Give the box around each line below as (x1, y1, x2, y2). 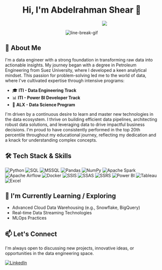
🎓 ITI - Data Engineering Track (12, 87, 77, 93)
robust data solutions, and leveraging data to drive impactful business (5, 122, 145, 127)
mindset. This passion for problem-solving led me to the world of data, (5, 72, 147, 78)
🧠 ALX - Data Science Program (12, 102, 75, 107)
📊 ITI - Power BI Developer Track (12, 95, 80, 101)
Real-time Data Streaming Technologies (12, 210, 92, 216)
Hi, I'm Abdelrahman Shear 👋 (22, 4, 141, 16)
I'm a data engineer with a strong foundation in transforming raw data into (5, 57, 153, 62)
